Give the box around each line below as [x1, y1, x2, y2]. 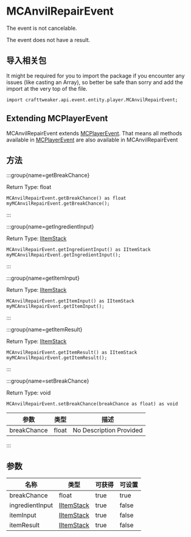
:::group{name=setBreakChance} [6, 377, 89, 385]
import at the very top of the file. [6, 85, 88, 92]
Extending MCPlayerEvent [6, 113, 108, 124]
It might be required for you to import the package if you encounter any [6, 72, 185, 79]
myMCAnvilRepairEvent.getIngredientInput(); [6, 252, 121, 258]
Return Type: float [6, 183, 52, 191]
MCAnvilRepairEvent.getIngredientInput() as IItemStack [6, 247, 151, 253]
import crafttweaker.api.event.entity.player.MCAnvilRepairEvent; [6, 96, 178, 103]
